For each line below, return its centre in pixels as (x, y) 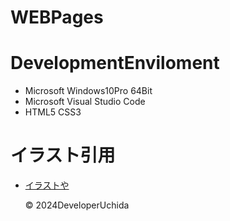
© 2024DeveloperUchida (77, 205)
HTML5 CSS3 (53, 112)
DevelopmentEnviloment (115, 63)
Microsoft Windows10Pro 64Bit (88, 91)
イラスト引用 (63, 155)
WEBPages (57, 17)
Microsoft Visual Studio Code (85, 102)
